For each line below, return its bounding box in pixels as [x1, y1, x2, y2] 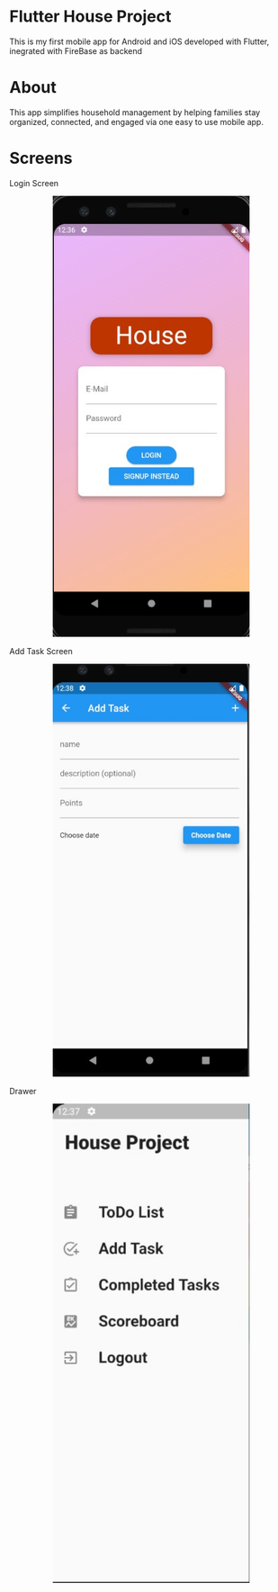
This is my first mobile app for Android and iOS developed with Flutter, [9, 36, 270, 47]
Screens [9, 148, 73, 168]
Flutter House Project [9, 6, 172, 27]
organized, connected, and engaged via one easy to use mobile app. [9, 116, 264, 127]
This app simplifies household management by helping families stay [9, 106, 261, 118]
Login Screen [9, 177, 59, 188]
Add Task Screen [9, 645, 74, 656]
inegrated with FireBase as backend [9, 45, 142, 56]
